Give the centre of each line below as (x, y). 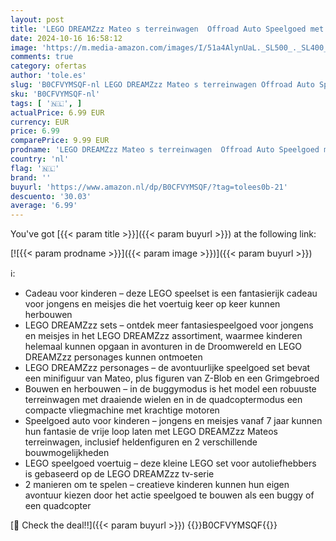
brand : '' (31, 177)
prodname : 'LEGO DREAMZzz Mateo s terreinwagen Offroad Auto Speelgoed (165, 150)
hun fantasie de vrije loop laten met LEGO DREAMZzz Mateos (151, 432)
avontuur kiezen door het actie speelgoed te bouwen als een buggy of (169, 495)
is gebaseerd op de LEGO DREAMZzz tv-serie (119, 474)
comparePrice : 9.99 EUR (60, 141)
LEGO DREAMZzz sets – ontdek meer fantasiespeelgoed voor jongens (169, 325)
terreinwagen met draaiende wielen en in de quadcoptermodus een (163, 400)
